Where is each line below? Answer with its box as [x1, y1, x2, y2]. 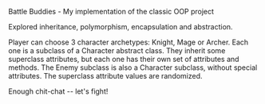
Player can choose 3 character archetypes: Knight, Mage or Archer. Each [8, 37, 249, 47]
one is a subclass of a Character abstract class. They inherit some [8, 46, 226, 55]
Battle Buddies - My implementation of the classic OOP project [8, 7, 214, 16]
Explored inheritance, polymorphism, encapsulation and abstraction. [8, 22, 233, 31]
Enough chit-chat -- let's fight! [8, 87, 109, 96]
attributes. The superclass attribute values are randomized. [8, 71, 203, 80]
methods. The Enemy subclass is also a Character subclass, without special [8, 63, 258, 72]
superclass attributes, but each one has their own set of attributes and [8, 55, 239, 64]
